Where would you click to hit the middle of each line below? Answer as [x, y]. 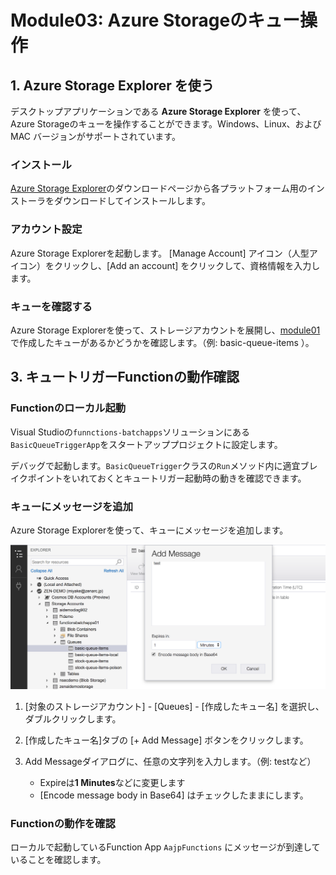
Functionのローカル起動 [68, 408]
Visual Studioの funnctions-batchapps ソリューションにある [130, 432]
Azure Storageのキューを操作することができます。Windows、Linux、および [166, 124]
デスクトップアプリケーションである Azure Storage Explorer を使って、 [158, 111]
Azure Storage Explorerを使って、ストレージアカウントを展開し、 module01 [165, 330]
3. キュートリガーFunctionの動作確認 [125, 377]
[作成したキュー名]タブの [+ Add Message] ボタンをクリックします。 [166, 740]
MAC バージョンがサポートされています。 [95, 136]
